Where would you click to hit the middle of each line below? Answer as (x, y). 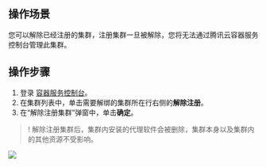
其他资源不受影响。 (66, 139)
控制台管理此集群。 (40, 44)
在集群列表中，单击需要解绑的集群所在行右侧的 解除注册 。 (114, 102)
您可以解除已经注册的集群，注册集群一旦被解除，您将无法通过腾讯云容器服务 (133, 35)
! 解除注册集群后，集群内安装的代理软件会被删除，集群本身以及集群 (137, 129)
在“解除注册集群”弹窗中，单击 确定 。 (79, 112)
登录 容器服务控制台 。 (56, 93)
